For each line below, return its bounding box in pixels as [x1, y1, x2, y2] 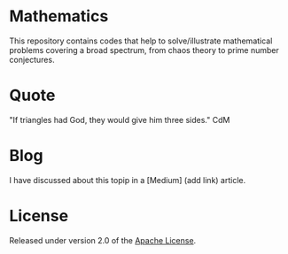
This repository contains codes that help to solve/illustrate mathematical [9, 35, 273, 46]
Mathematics [9, 6, 109, 27]
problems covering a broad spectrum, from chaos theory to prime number [9, 44, 279, 55]
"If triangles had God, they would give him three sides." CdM [9, 114, 230, 125]
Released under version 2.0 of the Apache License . [9, 235, 197, 245]
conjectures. [9, 54, 55, 65]
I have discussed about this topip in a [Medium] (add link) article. [9, 174, 246, 185]
